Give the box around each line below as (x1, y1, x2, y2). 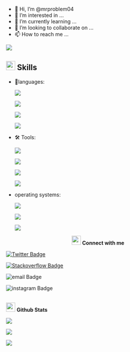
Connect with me (82, 239, 125, 246)
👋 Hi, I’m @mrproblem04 (14, 6, 74, 12)
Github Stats (16, 306, 48, 313)
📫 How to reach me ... (14, 31, 69, 37)
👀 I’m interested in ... (14, 12, 64, 19)
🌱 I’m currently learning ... (14, 18, 77, 25)
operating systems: (14, 191, 61, 198)
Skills (16, 63, 37, 73)
